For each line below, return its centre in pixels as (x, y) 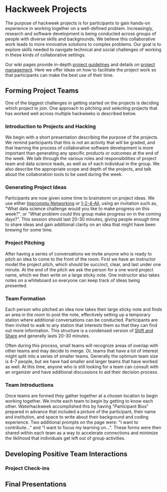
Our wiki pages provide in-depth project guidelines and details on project (80, 64)
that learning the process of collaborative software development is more (79, 148)
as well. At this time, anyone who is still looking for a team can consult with (82, 367)
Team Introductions (29, 385)
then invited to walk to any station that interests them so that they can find (81, 325)
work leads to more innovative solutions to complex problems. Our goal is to (83, 44)
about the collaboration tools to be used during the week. (64, 174)
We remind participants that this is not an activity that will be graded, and (80, 143)
